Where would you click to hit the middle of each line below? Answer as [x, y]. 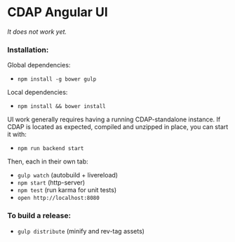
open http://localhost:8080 [58, 198]
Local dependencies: [38, 93]
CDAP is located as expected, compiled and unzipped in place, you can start [118, 127]
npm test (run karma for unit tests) [67, 190]
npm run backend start [51, 149]
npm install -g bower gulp [57, 79]
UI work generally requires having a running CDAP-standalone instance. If [114, 119]
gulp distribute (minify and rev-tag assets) [81, 231]
